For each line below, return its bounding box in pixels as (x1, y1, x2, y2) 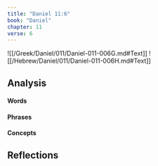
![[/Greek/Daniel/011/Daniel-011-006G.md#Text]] (7, 49, 147, 58)
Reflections (7, 149, 59, 161)
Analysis (7, 77, 47, 89)
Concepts (7, 129, 37, 137)
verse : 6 (7, 30, 33, 37)
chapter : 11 (7, 23, 42, 30)
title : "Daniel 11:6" (7, 10, 71, 18)
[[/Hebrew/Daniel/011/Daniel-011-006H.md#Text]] (7, 57, 151, 65)
